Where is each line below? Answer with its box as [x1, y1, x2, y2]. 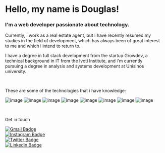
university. [5, 69, 26, 75]
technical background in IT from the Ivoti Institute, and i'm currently [5, 58, 143, 64]
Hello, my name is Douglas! [5, 3, 119, 15]
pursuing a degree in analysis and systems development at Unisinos [5, 63, 144, 69]
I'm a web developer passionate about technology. [5, 21, 130, 28]
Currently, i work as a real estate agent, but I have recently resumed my [5, 32, 151, 38]
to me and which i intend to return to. [5, 43, 81, 49]
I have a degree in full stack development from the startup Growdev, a [5, 53, 148, 59]
